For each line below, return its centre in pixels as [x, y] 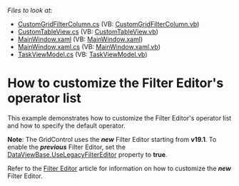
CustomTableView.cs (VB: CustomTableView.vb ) [88, 32]
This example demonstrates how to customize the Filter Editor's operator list [119, 118]
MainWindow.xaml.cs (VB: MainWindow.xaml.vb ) [89, 47]
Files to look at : [30, 10]
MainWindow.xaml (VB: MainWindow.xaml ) [80, 39]
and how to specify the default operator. [67, 125]
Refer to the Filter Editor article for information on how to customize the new [119, 168]
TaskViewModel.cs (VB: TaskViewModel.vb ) [82, 54]
